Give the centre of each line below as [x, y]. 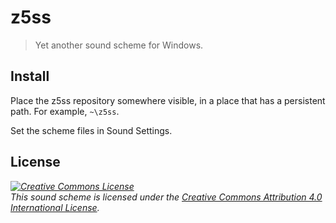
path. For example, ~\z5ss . [65, 111]
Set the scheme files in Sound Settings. [91, 130]
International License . [55, 207]
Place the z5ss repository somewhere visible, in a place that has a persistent [168, 100]
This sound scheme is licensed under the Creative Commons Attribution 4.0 [166, 197]
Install [30, 76]
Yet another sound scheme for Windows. [119, 45]
